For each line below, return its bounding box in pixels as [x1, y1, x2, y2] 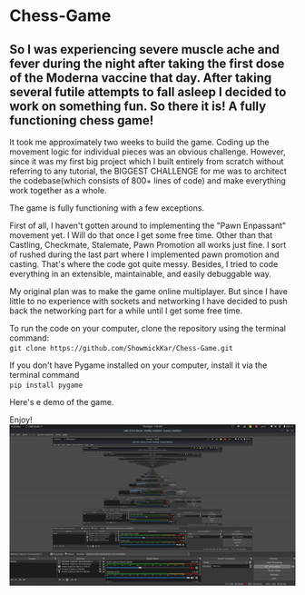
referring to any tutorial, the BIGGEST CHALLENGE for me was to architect [9, 165, 288, 176]
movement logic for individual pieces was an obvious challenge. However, [9, 146, 286, 157]
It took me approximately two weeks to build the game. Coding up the [9, 137, 270, 147]
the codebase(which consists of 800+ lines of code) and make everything [9, 175, 286, 186]
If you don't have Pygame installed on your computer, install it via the [9, 360, 268, 371]
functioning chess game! [9, 113, 154, 128]
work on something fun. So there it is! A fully [9, 98, 267, 114]
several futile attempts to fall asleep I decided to [9, 84, 287, 100]
